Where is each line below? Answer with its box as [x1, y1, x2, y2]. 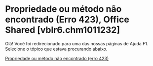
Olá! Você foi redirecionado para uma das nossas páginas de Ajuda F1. [5, 40, 149, 46]
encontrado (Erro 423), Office [5, 14, 129, 25]
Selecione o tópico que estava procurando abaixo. [5, 46, 108, 52]
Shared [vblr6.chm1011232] [5, 25, 120, 35]
